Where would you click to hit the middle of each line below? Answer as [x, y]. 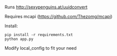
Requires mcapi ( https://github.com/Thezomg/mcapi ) [58, 16]
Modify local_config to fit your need [41, 48]
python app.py [19, 39]
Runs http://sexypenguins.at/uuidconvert [46, 7]
